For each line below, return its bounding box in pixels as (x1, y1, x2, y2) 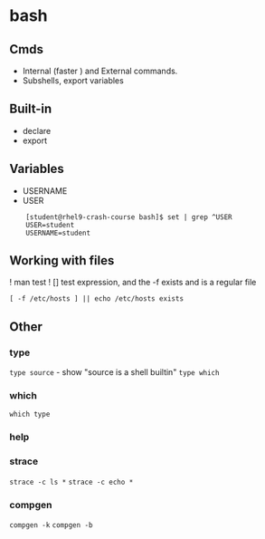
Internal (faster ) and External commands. (22, 65, 178, 76)
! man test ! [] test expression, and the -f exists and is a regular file (9, 277, 257, 288)
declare (22, 125, 52, 136)
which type (9, 409, 51, 419)
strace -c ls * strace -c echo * (9, 477, 134, 486)
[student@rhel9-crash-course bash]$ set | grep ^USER (25, 212, 232, 222)
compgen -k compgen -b (9, 520, 93, 530)
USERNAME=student (25, 228, 91, 237)
